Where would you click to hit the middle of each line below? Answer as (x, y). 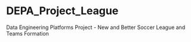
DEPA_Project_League (62, 11)
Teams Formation (28, 33)
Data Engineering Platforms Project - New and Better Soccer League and (96, 27)
